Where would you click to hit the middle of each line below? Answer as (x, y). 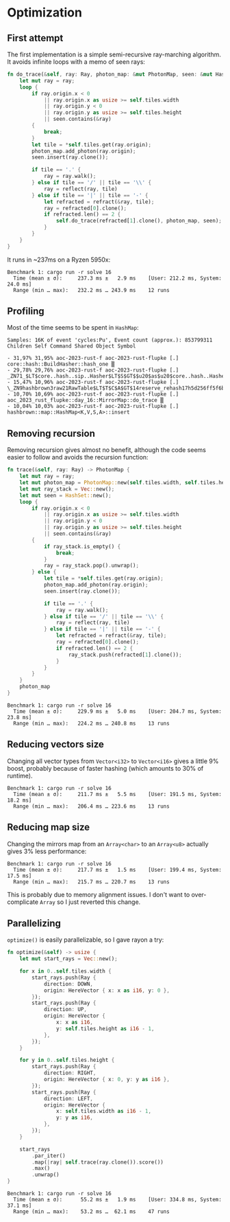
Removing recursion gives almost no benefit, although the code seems (107, 450)
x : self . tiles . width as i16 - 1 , (104, 1111)
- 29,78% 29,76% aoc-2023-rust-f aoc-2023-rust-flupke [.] (93, 370)
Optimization (44, 13)
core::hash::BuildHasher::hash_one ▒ (61, 364)
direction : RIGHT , (70, 1073)
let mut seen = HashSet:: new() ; (65, 495)
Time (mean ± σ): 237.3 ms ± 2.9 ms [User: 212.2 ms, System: (118, 278)
